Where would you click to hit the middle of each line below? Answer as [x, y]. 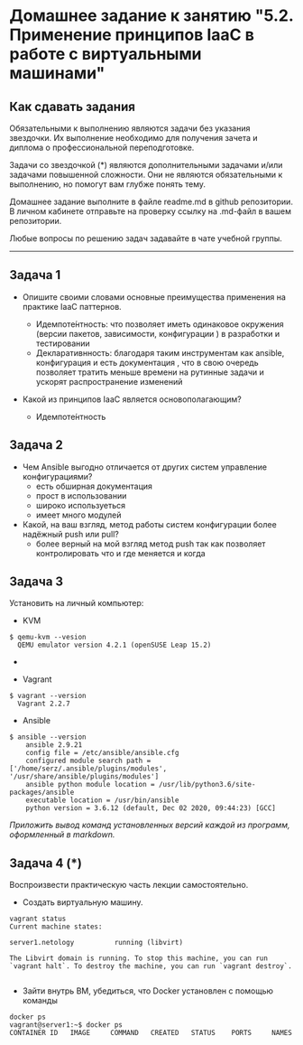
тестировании [63, 343]
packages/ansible [42, 793]
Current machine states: [56, 927]
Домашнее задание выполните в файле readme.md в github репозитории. [151, 201]
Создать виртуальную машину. [83, 902]
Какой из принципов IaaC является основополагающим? [132, 399]
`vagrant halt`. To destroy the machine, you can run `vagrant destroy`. [151, 966]
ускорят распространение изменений [109, 381]
